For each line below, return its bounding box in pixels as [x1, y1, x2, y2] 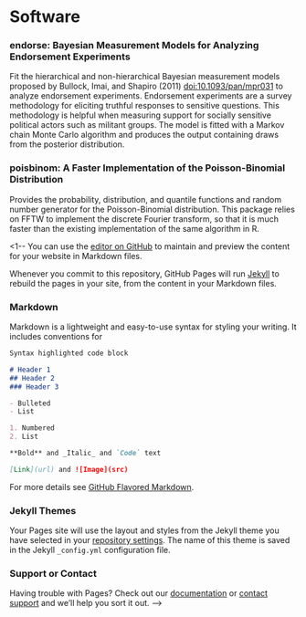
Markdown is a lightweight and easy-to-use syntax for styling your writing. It [9, 321, 297, 332]
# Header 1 [9, 365, 51, 374]
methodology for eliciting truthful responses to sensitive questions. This [9, 100, 280, 111]
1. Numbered [9, 424, 55, 433]
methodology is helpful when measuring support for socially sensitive [9, 110, 272, 120]
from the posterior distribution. [9, 139, 125, 150]
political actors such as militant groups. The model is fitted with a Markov [9, 120, 285, 131]
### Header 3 [9, 382, 59, 392]
